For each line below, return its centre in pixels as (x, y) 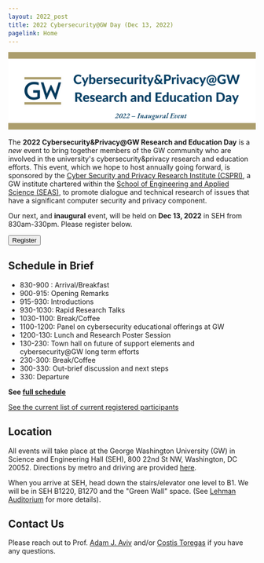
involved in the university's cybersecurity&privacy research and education (128, 159)
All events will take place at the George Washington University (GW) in (122, 451)
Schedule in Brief (51, 266)
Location (30, 432)
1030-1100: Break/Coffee (60, 318)
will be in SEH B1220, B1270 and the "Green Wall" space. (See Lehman (122, 491)
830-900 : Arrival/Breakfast (64, 285)
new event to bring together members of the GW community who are (120, 150)
